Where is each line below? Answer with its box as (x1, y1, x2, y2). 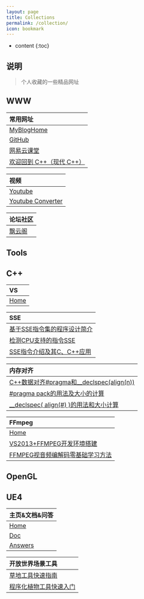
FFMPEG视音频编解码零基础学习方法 (9, 451, 112, 459)
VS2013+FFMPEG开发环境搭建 (9, 439, 98, 448)
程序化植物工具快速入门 (9, 583, 76, 591)
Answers (9, 541, 34, 550)
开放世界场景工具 (9, 560, 58, 568)
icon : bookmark (6, 25, 44, 32)
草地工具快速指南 (9, 571, 58, 580)
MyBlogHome (9, 125, 48, 134)
